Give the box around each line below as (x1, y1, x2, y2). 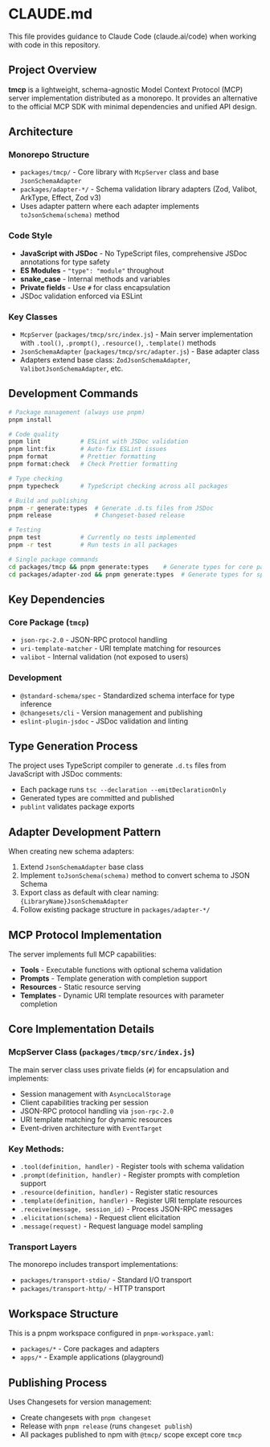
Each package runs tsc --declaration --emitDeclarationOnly (19, 785, 227, 794)
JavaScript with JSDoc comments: (8, 769, 123, 779)
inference (19, 699, 52, 708)
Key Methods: (8, 1143, 64, 1154)
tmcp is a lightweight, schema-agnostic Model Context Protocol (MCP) (8, 84, 243, 94)
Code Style (8, 230, 53, 241)
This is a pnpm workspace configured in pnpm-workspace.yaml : (8, 1328, 215, 1338)
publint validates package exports (19, 801, 135, 812)
